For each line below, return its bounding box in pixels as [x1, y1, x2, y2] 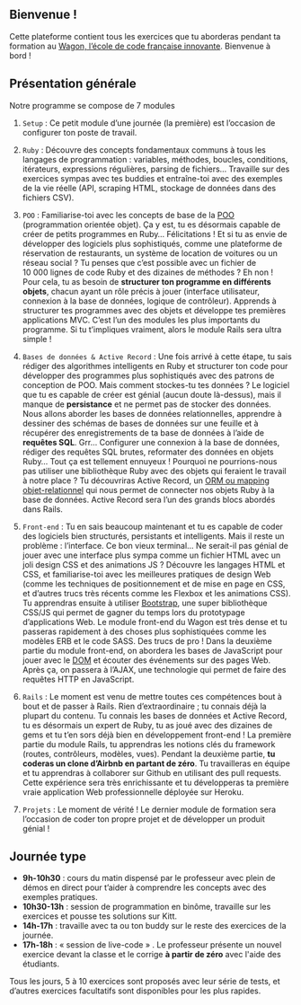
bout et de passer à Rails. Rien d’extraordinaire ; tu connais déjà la [22, 701, 267, 711]
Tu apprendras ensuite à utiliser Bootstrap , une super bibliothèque [22, 597, 268, 608]
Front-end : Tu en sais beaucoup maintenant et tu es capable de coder [22, 521, 283, 532]
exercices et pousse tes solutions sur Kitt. [22, 911, 178, 921]
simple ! [22, 333, 52, 344]
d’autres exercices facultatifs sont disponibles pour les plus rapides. [9, 985, 261, 996]
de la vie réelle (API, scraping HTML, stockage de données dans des [22, 182, 277, 193]
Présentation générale [9, 76, 137, 92]
